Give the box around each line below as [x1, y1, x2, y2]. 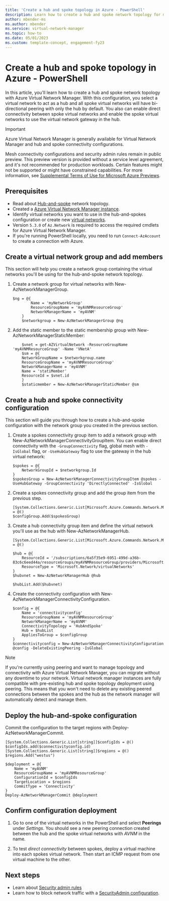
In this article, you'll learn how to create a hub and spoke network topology [5, 89, 160, 95]
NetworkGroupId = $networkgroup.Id [22, 468, 97, 473]
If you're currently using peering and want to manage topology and [5, 664, 144, 670]
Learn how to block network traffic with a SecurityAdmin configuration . [12, 889, 160, 896]
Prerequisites [5, 187, 48, 196]
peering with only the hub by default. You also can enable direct [28, 105, 161, 112]
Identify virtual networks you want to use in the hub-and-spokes [12, 211, 146, 217]
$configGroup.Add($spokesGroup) [12, 514, 80, 519]
